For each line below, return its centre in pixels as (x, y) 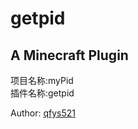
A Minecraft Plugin (69, 55)
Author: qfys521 (43, 113)
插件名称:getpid (42, 93)
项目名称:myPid (42, 80)
